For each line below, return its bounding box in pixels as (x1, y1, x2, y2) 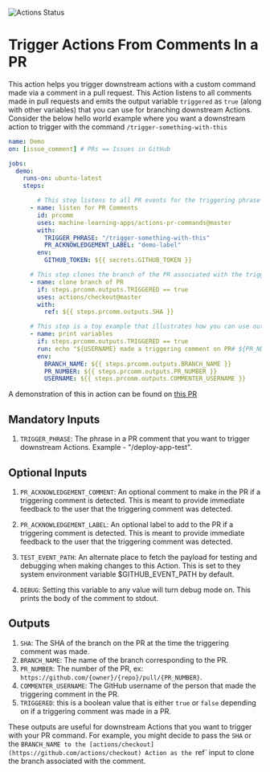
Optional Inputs (8, 466, 88, 480)
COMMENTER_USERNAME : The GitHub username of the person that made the (19, 680, 256, 690)
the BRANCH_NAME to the (8, 739, 86, 749)
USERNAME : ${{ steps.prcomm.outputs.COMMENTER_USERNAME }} (43, 374, 247, 383)
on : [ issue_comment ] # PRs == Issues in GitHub (8, 145, 171, 153)
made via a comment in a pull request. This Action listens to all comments (8, 88, 252, 97)
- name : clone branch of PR (29, 278, 125, 286)
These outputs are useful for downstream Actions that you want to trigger (8, 721, 252, 731)
